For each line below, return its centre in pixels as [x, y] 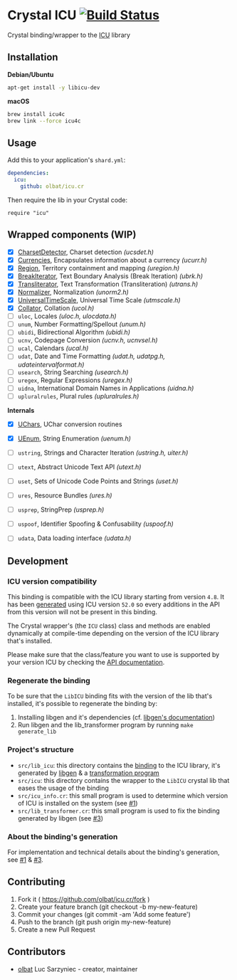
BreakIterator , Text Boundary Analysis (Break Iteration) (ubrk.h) [110, 276]
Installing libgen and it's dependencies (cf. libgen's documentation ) [116, 717]
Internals [21, 410]
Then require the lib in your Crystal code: [68, 200]
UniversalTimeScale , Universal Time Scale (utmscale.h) [99, 300]
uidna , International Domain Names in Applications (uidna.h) [106, 388]
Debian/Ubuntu [31, 74]
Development [38, 561]
